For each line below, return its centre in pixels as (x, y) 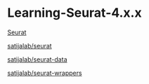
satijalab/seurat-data (37, 59)
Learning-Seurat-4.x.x (74, 13)
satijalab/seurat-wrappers (45, 73)
